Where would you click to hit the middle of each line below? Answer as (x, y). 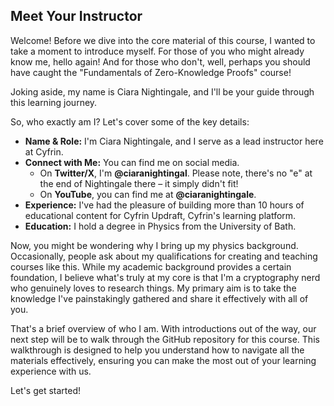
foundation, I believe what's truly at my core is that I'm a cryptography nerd (165, 277)
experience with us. (51, 371)
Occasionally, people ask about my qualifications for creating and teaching (164, 256)
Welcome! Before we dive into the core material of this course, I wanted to (163, 40)
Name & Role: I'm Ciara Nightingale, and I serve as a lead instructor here (174, 141)
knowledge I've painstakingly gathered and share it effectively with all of (159, 298)
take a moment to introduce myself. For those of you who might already (157, 51)
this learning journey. (54, 102)
